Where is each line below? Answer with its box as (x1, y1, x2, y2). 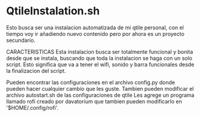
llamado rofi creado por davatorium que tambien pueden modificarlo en (6, 97, 182, 105)
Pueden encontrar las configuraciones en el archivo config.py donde (6, 79, 175, 86)
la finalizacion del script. (6, 67, 66, 74)
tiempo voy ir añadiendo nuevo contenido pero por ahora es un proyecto (6, 30, 185, 37)
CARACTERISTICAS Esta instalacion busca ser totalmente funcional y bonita (6, 48, 193, 55)
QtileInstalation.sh (6, 4, 100, 18)
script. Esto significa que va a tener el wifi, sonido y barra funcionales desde (6, 61, 195, 68)
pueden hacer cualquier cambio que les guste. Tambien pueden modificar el (6, 85, 194, 92)
